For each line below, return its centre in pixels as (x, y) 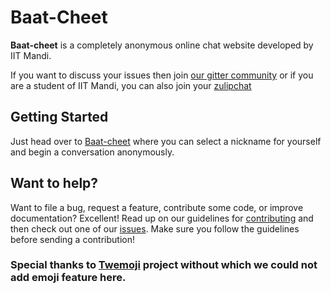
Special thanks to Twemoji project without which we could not (164, 265)
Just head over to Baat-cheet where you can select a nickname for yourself (166, 141)
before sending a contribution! (72, 239)
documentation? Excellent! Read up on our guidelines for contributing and (162, 218)
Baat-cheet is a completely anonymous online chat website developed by (162, 45)
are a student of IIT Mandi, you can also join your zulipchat (131, 85)
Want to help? (54, 183)
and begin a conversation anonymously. (92, 152)
